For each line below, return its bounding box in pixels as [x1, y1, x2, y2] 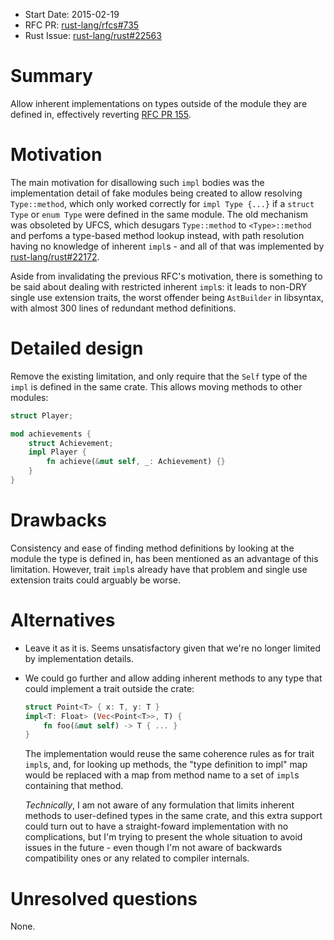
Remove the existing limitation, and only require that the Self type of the [10, 370, 308, 382]
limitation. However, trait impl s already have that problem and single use [10, 563, 308, 575]
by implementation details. [24, 652, 134, 664]
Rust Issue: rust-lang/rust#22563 [24, 30, 162, 41]
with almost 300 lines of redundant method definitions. [10, 302, 237, 314]
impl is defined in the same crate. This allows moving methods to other [10, 380, 303, 393]
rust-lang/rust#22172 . [10, 250, 100, 263]
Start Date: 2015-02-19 [24, 9, 120, 20]
